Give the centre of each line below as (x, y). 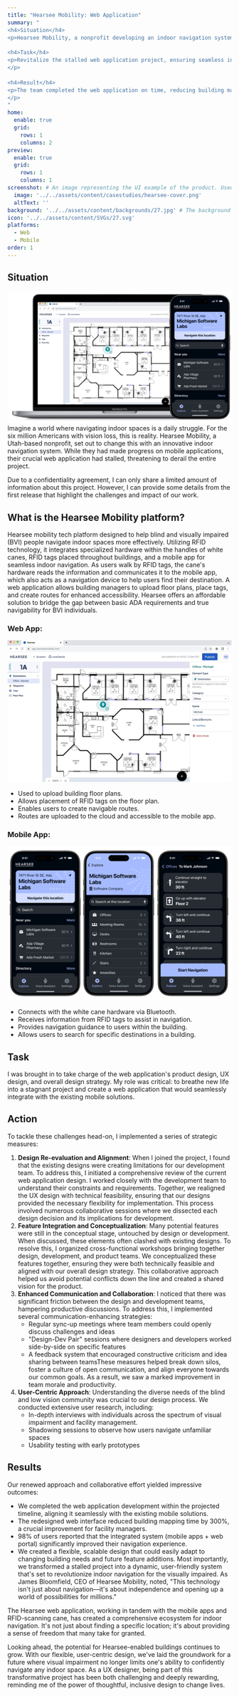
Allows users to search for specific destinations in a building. (107, 1035)
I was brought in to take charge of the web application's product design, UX (118, 1074)
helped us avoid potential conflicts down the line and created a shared (121, 1278)
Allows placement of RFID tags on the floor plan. (89, 801)
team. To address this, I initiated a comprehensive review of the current (122, 1173)
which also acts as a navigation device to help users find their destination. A (118, 580)
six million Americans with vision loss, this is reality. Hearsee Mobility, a (112, 436)
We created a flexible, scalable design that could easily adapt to (111, 1551)
